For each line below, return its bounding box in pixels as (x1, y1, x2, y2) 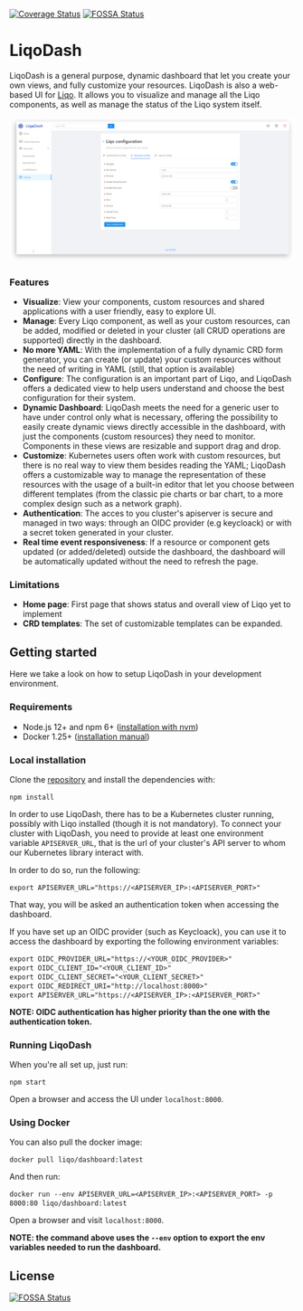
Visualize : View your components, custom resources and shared (22, 297, 265, 308)
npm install (9, 793, 54, 802)
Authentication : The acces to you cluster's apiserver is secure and (22, 508, 273, 519)
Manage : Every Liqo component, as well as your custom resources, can (22, 316, 291, 327)
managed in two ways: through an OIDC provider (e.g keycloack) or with (22, 518, 292, 528)
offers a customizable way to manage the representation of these (22, 470, 267, 480)
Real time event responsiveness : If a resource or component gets (22, 537, 270, 547)
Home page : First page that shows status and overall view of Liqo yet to (22, 599, 291, 610)
